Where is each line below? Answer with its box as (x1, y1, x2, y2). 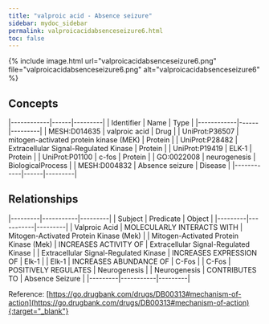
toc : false (8, 34, 45, 43)
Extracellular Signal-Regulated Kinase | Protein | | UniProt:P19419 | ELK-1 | (8, 144, 252, 154)
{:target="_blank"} (8, 306, 69, 316)
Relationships (8, 192, 79, 206)
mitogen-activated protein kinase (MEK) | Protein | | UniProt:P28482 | (8, 135, 238, 145)
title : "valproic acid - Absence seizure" (8, 11, 153, 20)
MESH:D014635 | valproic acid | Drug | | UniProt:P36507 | (47, 126, 239, 137)
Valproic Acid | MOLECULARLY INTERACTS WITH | (74, 222, 243, 232)
